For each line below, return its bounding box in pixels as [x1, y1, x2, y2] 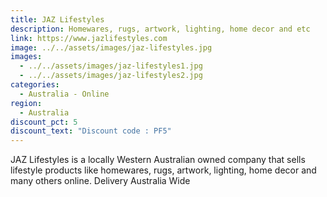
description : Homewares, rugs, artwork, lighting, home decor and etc [10, 24, 311, 34]
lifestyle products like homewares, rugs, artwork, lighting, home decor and [10, 164, 317, 176]
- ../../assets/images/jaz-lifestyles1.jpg [19, 61, 203, 71]
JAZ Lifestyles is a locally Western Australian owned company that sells [10, 154, 306, 166]
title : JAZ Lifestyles [10, 14, 105, 25]
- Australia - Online [19, 89, 110, 99]
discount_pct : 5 [10, 117, 78, 127]
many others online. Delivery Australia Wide [10, 175, 191, 187]
